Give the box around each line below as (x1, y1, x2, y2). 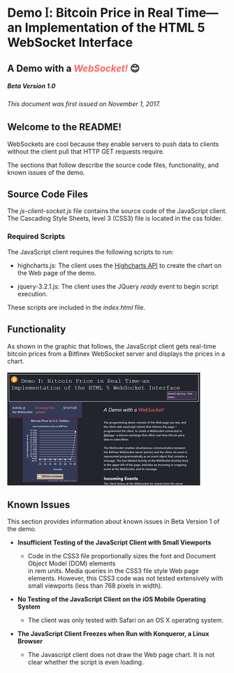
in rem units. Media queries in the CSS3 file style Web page (27, 567, 199, 575)
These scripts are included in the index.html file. (7, 303, 145, 312)
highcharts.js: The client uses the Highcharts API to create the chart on (17, 261, 222, 270)
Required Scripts (7, 232, 66, 242)
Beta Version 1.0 (7, 82, 56, 90)
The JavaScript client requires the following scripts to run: (7, 247, 175, 256)
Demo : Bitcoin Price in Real (7, 5, 174, 21)
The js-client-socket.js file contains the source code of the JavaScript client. (7, 207, 228, 215)
